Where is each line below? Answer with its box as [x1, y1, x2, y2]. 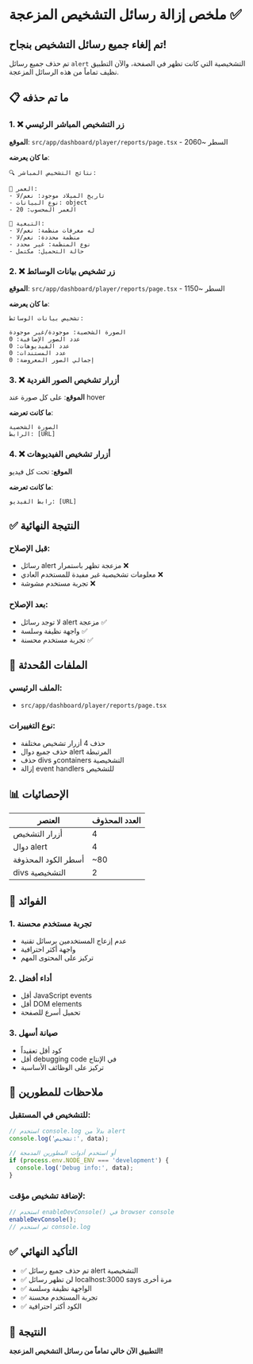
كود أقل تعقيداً [20, 1045, 63, 1055]
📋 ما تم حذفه [9, 91, 69, 105]
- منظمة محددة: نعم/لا [9, 233, 81, 242]
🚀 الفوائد [9, 894, 47, 907]
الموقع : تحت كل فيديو [9, 466, 72, 476]
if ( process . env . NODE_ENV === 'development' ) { [9, 1156, 170, 1165]
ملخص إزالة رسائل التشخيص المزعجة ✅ [9, 6, 242, 24]
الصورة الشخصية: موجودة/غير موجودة [9, 328, 127, 336]
